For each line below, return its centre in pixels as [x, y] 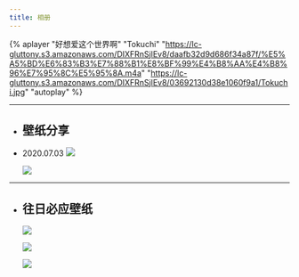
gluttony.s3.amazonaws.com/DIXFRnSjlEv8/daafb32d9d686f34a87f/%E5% [148, 53]
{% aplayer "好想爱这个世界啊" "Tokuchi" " [88, 44]
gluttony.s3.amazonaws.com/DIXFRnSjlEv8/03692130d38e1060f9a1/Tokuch [149, 82]
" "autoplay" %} [53, 92]
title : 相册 [30, 17]
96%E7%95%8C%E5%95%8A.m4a [76, 73]
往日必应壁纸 [57, 209]
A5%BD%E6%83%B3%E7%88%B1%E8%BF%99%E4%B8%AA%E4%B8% [148, 63]
